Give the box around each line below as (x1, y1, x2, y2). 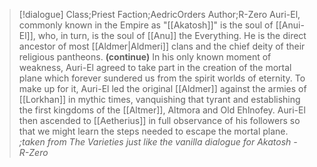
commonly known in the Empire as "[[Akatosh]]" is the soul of (18, 19, 274, 31)
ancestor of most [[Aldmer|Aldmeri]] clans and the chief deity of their (18, 40, 306, 52)
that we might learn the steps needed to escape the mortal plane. (18, 125, 289, 137)
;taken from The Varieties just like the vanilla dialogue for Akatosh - (18, 136, 298, 148)
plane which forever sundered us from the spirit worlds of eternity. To (18, 72, 306, 84)
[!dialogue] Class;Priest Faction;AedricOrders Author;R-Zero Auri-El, (18, 9, 301, 20)
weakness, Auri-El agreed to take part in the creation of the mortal (18, 62, 292, 73)
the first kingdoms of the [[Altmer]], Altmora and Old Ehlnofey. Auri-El (18, 104, 306, 116)
